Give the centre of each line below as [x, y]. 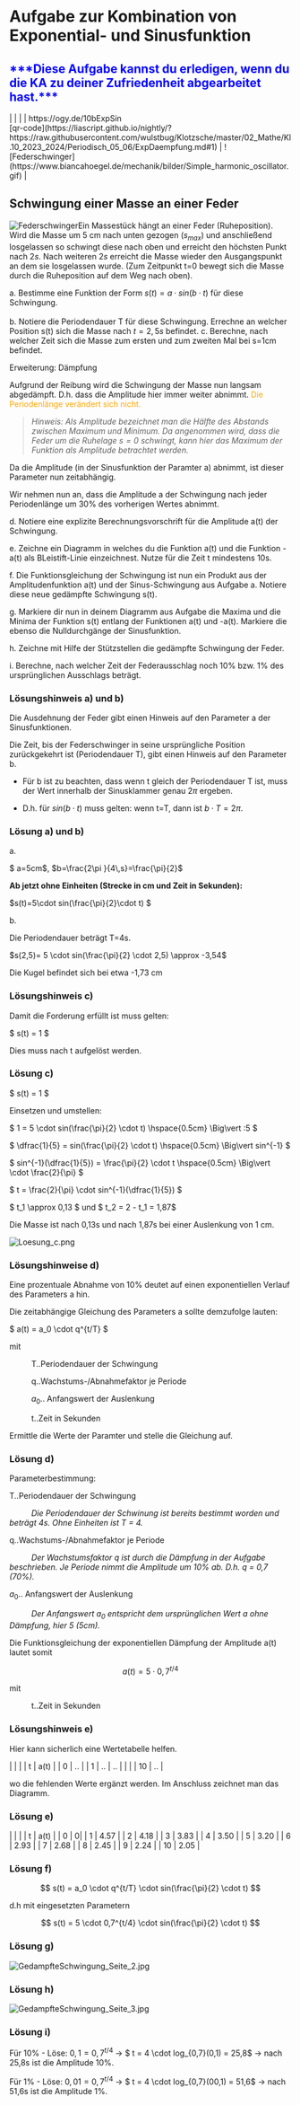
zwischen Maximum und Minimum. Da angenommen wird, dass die [155, 431]
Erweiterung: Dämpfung [53, 367]
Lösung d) [32, 1458]
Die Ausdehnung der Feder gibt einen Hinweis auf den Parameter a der [140, 718]
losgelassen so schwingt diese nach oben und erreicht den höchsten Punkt [148, 247]
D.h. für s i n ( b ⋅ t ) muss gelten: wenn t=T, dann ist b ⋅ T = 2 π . [133, 808]
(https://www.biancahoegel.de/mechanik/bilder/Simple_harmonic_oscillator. [149, 166]
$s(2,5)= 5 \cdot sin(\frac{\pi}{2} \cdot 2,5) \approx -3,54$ [118, 956]
